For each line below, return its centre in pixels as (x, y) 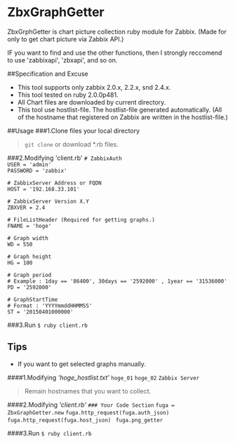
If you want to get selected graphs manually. (81, 364)
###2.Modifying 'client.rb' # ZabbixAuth (65, 158)
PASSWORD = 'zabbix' (38, 170)
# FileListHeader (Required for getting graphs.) (81, 220)
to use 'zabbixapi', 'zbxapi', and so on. (62, 60)
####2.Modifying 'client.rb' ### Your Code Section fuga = (91, 405)
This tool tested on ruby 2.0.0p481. (68, 95)
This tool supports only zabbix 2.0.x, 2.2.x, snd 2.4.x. (94, 87)
